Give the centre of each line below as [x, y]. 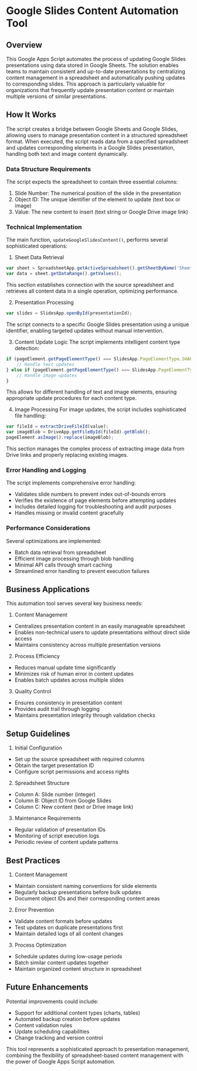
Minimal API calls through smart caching [63, 565]
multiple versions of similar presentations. [57, 96]
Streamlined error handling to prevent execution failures [82, 571]
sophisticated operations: [37, 246]
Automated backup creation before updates [67, 1019]
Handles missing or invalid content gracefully [69, 513]
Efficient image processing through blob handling [74, 558]
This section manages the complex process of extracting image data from [95, 449]
